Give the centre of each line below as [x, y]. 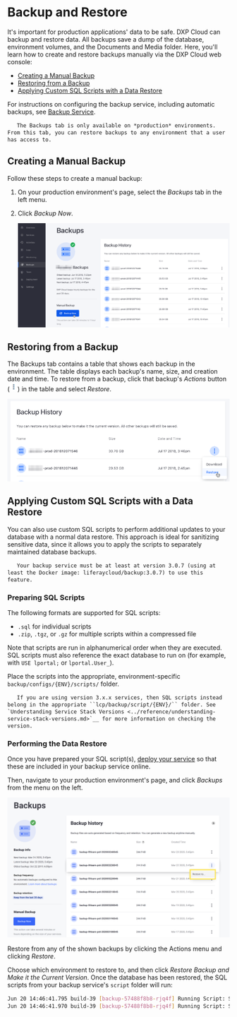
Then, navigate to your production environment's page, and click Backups [115, 780]
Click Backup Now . [45, 213]
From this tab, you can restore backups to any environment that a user [116, 132]
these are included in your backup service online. [79, 766]
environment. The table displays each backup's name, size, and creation [113, 371]
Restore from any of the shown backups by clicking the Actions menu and [115, 948]
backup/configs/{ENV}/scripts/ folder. [63, 684]
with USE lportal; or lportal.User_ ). [61, 663]
